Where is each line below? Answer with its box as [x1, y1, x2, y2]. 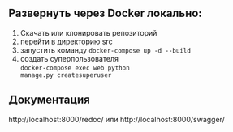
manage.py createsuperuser [19, 70, 112, 79]
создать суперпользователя [19, 53, 119, 63]
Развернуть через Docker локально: [8, 6, 203, 20]
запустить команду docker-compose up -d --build [19, 45, 191, 55]
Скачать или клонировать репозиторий [19, 28, 157, 37]
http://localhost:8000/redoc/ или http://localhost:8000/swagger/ [8, 114, 225, 124]
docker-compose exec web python [19, 64, 130, 72]
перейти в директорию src [19, 36, 113, 46]
